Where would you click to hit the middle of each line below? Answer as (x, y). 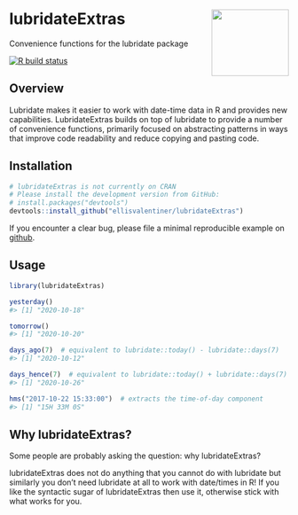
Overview (37, 89)
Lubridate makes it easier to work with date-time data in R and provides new (149, 110)
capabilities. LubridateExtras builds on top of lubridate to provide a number (146, 119)
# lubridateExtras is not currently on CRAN (93, 186)
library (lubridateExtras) (57, 285)
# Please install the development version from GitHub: (114, 195)
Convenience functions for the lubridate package (99, 43)
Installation (41, 166)
